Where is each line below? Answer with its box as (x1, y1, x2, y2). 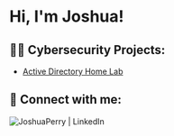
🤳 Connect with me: (9, 92, 122, 107)
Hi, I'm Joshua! (9, 6, 124, 27)
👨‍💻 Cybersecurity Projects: (9, 42, 166, 58)
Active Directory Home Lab (22, 66, 124, 77)
